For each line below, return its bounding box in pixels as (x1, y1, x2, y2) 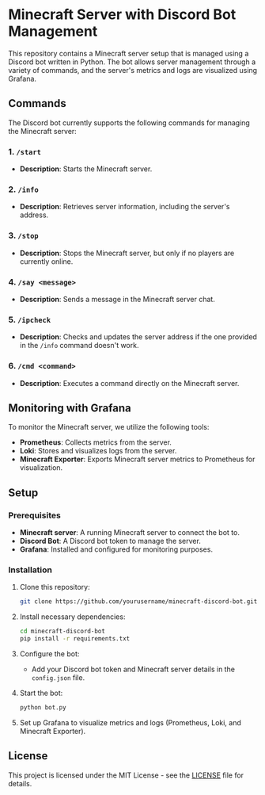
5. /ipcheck (8, 314, 51, 325)
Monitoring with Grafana (8, 401, 132, 415)
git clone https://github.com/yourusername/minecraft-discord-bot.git (19, 598, 258, 606)
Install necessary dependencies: (19, 612, 126, 621)
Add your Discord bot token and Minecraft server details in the (31, 664, 236, 674)
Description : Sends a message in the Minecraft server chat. (19, 294, 215, 304)
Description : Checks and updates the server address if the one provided (19, 332, 257, 342)
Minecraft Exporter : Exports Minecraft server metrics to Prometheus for (19, 454, 256, 464)
